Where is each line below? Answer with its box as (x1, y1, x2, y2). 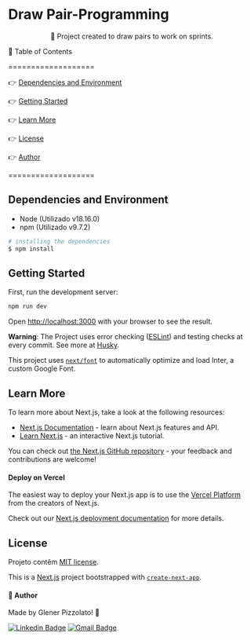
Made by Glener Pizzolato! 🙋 (8, 608, 100, 617)
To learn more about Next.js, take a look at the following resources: (8, 408, 225, 417)
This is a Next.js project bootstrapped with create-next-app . (8, 572, 202, 582)
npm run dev (8, 302, 47, 311)
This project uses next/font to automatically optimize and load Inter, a (8, 356, 235, 365)
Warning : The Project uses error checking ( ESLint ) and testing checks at (8, 332, 243, 342)
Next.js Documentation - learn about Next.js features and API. (19, 422, 220, 432)
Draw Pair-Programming (8, 5, 169, 24)
